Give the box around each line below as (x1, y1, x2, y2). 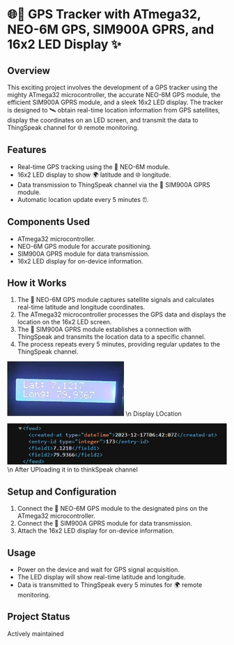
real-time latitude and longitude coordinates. (17, 303, 146, 312)
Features (7, 144, 47, 156)
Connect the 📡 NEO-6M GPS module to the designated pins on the (17, 505, 208, 513)
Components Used (7, 216, 91, 228)
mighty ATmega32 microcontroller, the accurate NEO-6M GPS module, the (7, 91, 221, 99)
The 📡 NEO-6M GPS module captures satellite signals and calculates (17, 296, 214, 304)
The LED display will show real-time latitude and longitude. (17, 573, 186, 581)
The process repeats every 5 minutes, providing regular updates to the (17, 340, 221, 349)
